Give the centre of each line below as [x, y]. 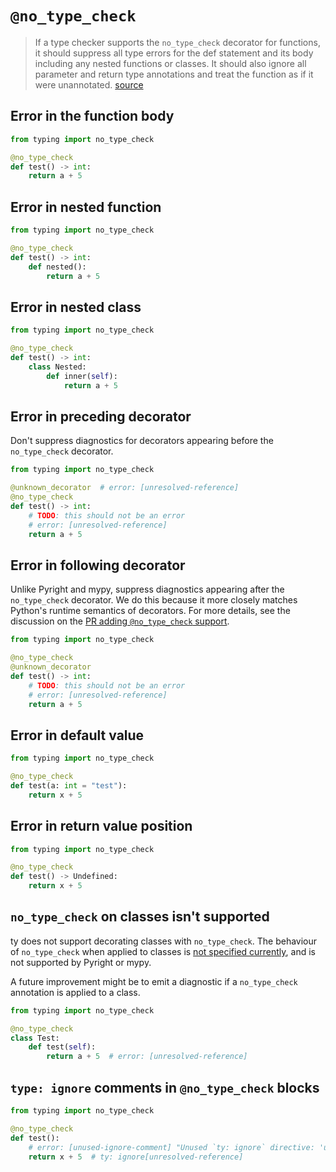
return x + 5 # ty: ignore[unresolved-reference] [136, 1157]
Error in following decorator [98, 565]
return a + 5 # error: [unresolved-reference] [147, 1057]
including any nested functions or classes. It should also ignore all [170, 63]
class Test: [35, 1038]
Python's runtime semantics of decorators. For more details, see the [150, 611]
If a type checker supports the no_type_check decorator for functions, [177, 42]
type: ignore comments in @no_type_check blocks [165, 1087]
